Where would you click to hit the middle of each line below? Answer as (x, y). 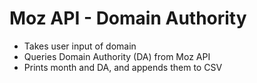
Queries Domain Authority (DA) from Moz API (117, 56)
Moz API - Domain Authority (128, 18)
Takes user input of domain (80, 46)
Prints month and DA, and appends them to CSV (123, 67)
